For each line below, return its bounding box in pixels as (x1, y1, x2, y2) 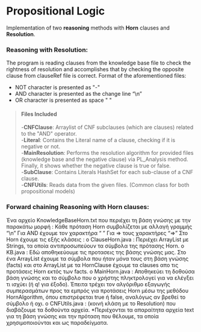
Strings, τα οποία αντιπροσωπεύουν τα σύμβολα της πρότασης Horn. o (6, 242, 185, 249)
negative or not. (20, 143, 61, 150)
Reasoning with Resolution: (6, 45, 88, 54)
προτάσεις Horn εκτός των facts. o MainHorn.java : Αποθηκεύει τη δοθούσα (6, 268, 195, 275)
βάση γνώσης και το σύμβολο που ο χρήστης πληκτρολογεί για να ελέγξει (6, 274, 194, 281)
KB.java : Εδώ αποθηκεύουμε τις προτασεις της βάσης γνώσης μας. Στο (6, 248, 187, 255)
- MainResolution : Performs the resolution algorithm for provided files (20, 149, 194, 157)
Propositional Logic (6, 4, 105, 18)
